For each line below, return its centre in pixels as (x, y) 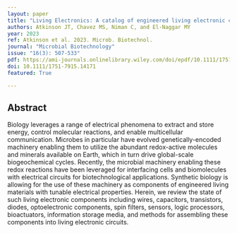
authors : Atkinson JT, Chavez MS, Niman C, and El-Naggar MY (99, 27)
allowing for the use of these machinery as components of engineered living (118, 185)
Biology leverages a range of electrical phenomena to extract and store (111, 125)
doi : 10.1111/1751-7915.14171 (52, 66)
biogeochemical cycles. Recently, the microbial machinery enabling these (114, 162)
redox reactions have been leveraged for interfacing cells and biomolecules (117, 169)
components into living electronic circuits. (68, 222)
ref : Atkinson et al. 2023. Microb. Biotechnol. (80, 40)
